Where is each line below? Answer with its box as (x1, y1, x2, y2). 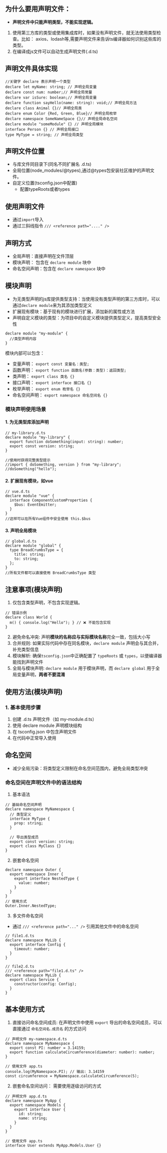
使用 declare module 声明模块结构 (12, 722, 82, 728)
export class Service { (9, 977, 59, 982)
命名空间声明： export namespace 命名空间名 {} (12, 392, 108, 398)
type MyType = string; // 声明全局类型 (5, 132, 84, 137)
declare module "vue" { (5, 494, 55, 499)
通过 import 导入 (12, 217, 44, 223)
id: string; (18, 1111, 43, 1116)
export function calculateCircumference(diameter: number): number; (9, 1049, 155, 1055)
